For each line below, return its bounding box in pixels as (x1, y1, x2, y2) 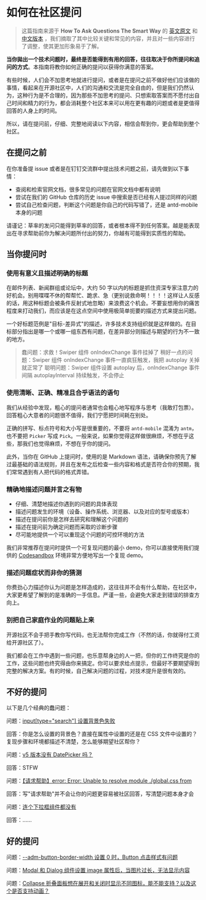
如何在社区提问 (6, 6, 82, 20)
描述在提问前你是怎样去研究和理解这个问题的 (15, 515, 129, 523)
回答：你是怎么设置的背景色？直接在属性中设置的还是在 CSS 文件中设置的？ (6, 730, 198, 738)
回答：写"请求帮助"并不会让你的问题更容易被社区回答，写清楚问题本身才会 (6, 790, 194, 797)
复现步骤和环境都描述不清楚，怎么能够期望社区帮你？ (6, 738, 141, 745)
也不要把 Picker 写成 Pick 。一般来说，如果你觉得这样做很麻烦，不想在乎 (6, 432, 189, 439)
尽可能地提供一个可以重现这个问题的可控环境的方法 (15, 531, 145, 538)
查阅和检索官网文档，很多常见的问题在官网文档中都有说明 (15, 186, 161, 193)
